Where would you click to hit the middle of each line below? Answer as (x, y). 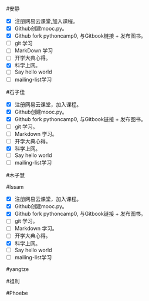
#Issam (15, 187)
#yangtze (18, 269)
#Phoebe (17, 293)
